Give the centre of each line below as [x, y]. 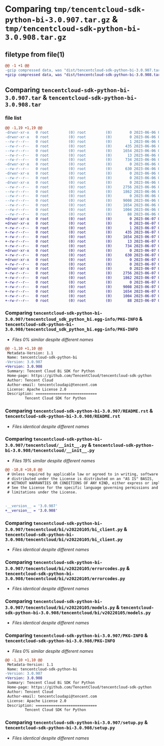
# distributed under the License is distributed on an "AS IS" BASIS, [80, 479]
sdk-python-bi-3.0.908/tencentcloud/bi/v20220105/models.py [78, 613]
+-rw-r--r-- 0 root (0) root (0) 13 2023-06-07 [81, 242]
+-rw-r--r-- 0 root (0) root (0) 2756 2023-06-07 [81, 273]
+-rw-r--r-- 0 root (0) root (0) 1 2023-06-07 [81, 228]
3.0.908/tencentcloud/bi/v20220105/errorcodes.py [65, 579]
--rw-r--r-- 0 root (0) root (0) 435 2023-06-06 [81, 146]
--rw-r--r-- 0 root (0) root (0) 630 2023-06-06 [81, 169]
